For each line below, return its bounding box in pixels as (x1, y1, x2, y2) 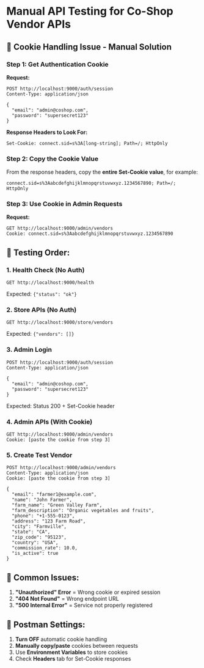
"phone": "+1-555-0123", (12, 513, 75, 519)
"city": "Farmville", (12, 524, 67, 530)
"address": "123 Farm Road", (12, 518, 86, 524)
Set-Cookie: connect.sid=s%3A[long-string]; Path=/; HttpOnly (6, 140, 168, 146)
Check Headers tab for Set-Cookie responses (15, 655, 131, 662)
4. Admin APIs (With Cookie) (6, 417, 93, 426)
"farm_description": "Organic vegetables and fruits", (12, 508, 155, 514)
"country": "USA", (12, 540, 59, 546)
